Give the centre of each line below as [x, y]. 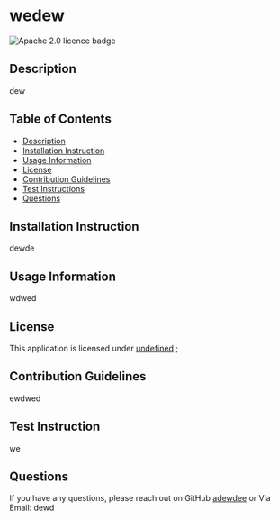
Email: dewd [32, 508]
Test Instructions [54, 188]
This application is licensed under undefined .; [94, 348]
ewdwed [25, 398]
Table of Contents [61, 119]
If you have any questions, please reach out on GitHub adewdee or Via [140, 498]
